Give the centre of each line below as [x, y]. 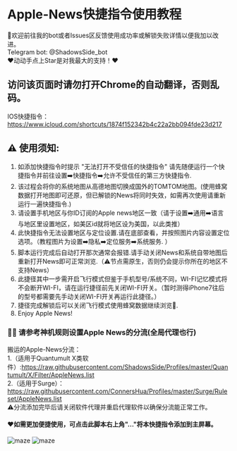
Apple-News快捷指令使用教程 [95, 14]
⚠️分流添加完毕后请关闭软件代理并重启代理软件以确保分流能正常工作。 [109, 407]
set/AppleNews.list [35, 398]
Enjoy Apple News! [45, 313]
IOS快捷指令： [28, 116]
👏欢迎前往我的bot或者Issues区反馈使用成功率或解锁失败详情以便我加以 [110, 35]
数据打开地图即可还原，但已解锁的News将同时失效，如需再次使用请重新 [122, 195]
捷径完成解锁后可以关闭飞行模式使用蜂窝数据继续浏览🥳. [98, 305]
